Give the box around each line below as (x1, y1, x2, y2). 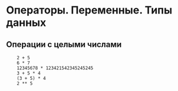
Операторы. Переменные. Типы (6, 4, 173, 17)
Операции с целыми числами (6, 39, 122, 49)
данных (6, 16, 47, 29)
